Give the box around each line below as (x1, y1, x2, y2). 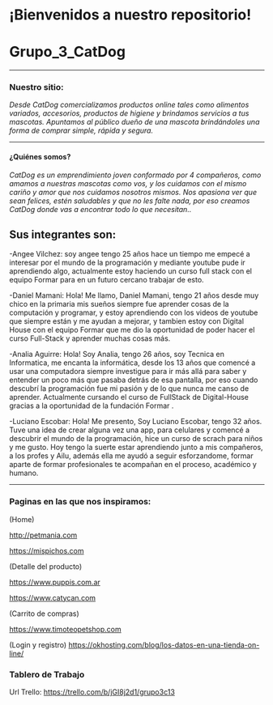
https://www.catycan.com (9, 592, 96, 602)
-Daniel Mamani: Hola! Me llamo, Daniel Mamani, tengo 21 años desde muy (9, 291, 259, 300)
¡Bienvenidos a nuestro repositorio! (9, 6, 252, 24)
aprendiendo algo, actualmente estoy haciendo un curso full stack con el (9, 266, 253, 276)
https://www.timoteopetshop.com (9, 624, 122, 634)
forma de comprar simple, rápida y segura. (9, 125, 153, 135)
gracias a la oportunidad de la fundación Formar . (9, 401, 174, 410)
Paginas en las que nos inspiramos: (9, 496, 151, 508)
